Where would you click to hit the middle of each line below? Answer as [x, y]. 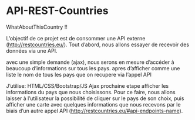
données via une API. [32, 50]
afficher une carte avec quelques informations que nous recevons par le [93, 104]
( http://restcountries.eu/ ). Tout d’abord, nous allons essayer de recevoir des [98, 44]
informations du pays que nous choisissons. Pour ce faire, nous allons [91, 92]
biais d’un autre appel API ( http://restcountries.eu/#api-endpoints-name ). [95, 111]
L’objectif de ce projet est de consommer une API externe [76, 38]
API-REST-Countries [57, 11]
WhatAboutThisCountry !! [37, 27]
